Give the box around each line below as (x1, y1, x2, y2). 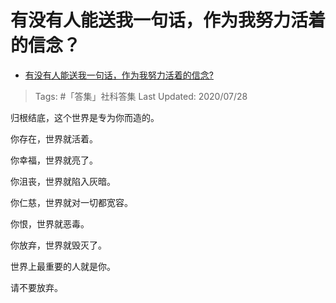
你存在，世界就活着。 (10, 132, 98, 145)
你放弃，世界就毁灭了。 (10, 239, 107, 251)
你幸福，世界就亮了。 (10, 154, 98, 166)
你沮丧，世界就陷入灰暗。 (10, 175, 116, 187)
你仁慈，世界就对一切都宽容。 (10, 196, 133, 208)
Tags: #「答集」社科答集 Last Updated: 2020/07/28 (34, 90, 248, 102)
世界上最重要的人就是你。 (10, 260, 116, 272)
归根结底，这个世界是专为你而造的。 (10, 111, 160, 123)
